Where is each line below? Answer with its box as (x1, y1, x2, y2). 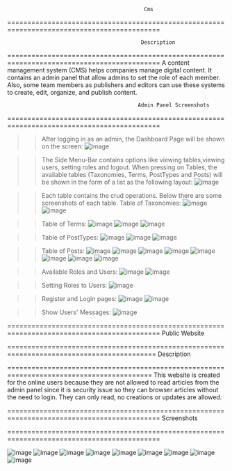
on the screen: (41, 142, 83, 150)
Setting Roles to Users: (41, 281, 108, 289)
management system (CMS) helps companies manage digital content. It (7, 66, 213, 74)
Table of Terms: (41, 219, 87, 228)
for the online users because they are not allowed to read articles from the (7, 378, 219, 386)
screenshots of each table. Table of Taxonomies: (41, 199, 181, 207)
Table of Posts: (41, 247, 85, 255)
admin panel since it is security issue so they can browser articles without (7, 386, 219, 394)
